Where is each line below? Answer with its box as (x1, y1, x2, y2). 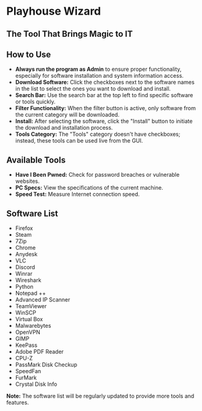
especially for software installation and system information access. (15, 72, 184, 80)
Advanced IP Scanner (15, 296, 70, 303)
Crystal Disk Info (15, 380, 58, 388)
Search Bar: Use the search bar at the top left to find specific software (15, 92, 193, 99)
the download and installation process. (15, 124, 113, 131)
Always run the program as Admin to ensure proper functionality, (15, 65, 182, 73)
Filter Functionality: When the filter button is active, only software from (15, 105, 196, 112)
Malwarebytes (15, 322, 51, 330)
